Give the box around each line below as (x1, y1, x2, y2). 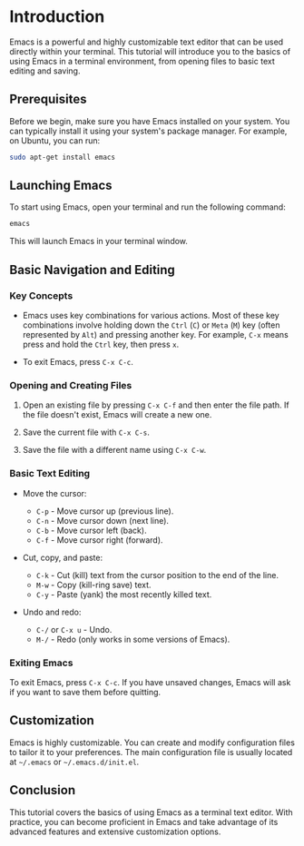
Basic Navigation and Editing (9, 261, 175, 278)
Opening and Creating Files (9, 379, 132, 391)
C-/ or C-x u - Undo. (35, 624, 113, 634)
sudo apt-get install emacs (9, 152, 116, 162)
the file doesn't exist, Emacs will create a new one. (22, 409, 212, 420)
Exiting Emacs (9, 656, 74, 669)
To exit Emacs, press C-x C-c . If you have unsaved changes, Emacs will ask (9, 676, 291, 687)
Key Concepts (9, 289, 74, 301)
